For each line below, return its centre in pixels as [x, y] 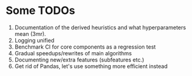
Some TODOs [41, 11]
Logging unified [34, 40]
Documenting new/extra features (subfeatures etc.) [79, 60]
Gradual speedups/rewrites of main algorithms [73, 53]
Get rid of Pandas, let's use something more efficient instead [91, 66]
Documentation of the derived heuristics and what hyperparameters [100, 27]
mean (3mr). [30, 33]
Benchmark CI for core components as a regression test [85, 47]
